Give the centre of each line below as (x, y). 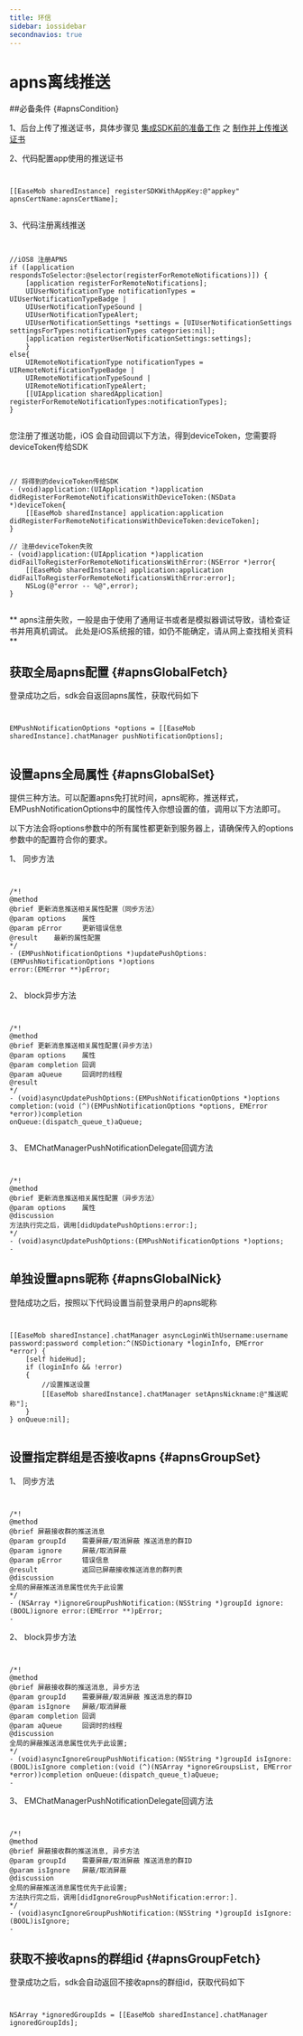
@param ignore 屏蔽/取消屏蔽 (68, 1551)
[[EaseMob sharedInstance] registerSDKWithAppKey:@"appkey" (125, 192)
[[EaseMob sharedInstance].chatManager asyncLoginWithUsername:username (149, 1335)
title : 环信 (30, 18)
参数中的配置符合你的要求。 (61, 839)
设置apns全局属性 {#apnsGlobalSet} (112, 774)
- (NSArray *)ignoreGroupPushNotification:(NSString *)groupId (131, 1603)
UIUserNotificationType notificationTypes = (110, 291)
